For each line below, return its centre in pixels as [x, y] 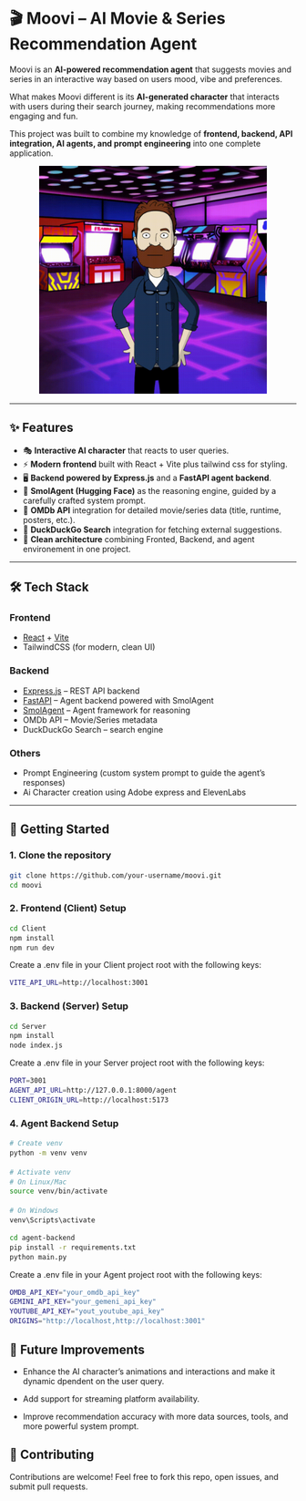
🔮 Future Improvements [77, 1349]
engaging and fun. [44, 116]
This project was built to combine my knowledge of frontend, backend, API [151, 133]
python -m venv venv [49, 1153]
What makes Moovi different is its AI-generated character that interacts [144, 97]
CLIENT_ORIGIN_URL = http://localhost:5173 [89, 1100]
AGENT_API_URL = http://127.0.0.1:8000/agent [93, 1091]
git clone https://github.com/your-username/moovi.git [116, 875]
